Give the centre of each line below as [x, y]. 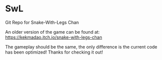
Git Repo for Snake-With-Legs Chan [42, 22]
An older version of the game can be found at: [52, 32]
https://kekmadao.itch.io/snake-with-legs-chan [54, 37]
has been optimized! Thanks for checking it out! [54, 52]
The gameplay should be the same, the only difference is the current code [81, 47]
